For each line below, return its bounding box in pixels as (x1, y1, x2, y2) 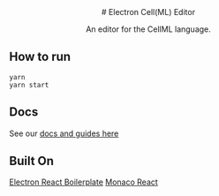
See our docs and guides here (9, 128, 119, 139)
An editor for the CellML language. (85, 24, 212, 34)
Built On (9, 154, 55, 169)
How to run (9, 49, 72, 64)
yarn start (9, 80, 49, 89)
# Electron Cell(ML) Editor (101, 7, 196, 17)
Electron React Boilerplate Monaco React (9, 177, 159, 187)
